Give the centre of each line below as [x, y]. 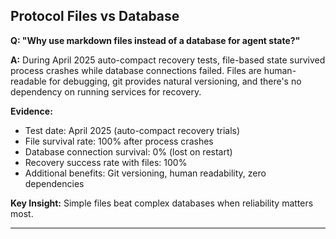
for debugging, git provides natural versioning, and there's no [175, 81]
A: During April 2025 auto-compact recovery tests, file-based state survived [168, 60]
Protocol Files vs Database [95, 16]
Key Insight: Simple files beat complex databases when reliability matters [162, 203]
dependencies [54, 183]
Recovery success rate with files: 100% [106, 162]
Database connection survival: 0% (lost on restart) [128, 151]
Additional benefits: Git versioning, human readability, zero [145, 173]
